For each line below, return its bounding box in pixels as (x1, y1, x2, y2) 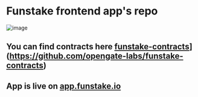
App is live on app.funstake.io (6, 81, 121, 91)
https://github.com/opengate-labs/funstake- (9, 51, 184, 61)
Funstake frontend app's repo (6, 4, 158, 18)
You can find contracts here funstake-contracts (6, 42, 190, 52)
